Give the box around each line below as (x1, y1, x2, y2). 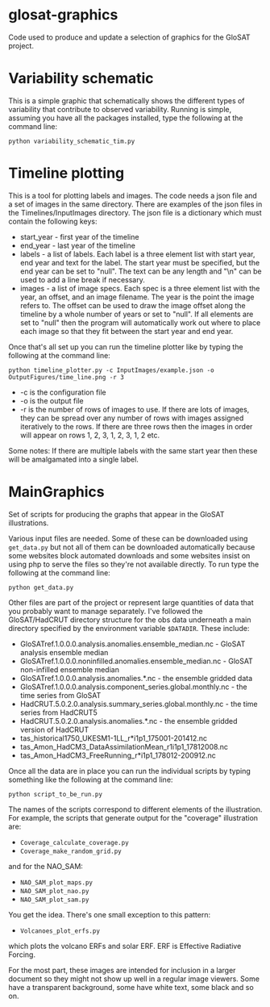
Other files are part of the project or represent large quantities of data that (8, 597, 254, 607)
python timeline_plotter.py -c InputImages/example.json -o (8, 366, 215, 374)
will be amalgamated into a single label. (8, 454, 139, 464)
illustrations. (8, 518, 49, 528)
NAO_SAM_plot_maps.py (19, 878, 93, 887)
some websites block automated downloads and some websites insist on (8, 550, 251, 560)
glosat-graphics (8, 6, 118, 24)
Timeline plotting (8, 164, 125, 182)
